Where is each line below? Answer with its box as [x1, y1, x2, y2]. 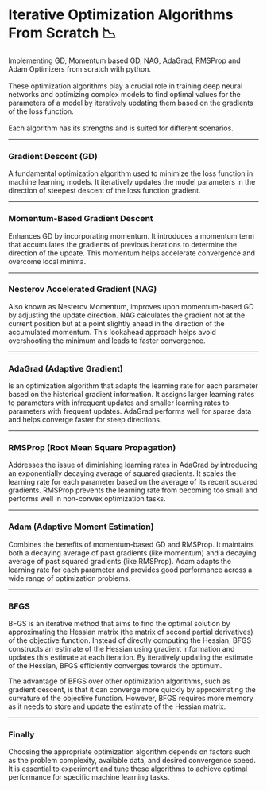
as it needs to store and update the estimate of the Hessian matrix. [8, 702, 226, 711]
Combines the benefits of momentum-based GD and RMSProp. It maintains [8, 539, 254, 549]
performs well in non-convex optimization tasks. [8, 494, 166, 504]
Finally [8, 729, 35, 740]
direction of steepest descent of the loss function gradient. [8, 185, 201, 196]
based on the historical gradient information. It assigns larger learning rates [8, 390, 255, 399]
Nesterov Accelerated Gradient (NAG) [8, 284, 157, 295]
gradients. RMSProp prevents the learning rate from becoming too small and [8, 485, 258, 495]
